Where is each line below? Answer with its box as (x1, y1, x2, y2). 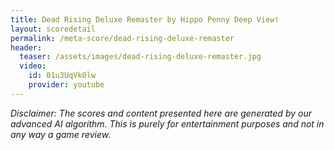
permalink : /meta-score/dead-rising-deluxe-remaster (10, 33, 235, 43)
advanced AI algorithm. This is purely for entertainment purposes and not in (10, 117, 325, 130)
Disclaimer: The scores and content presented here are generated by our (10, 107, 312, 119)
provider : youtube (28, 80, 105, 90)
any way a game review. (10, 128, 112, 140)
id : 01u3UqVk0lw (28, 71, 97, 81)
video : (19, 61, 47, 71)
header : (10, 42, 43, 53)
